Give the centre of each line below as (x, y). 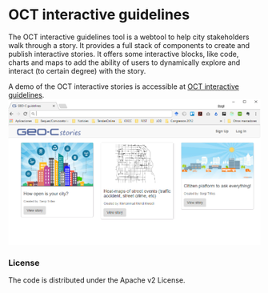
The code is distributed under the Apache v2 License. (97, 280)
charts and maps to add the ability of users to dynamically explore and (124, 62)
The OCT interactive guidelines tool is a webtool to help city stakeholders (129, 37)
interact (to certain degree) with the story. (77, 70)
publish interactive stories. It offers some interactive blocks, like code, (124, 54)
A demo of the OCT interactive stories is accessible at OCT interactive (124, 86)
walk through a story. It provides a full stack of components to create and (129, 45)
